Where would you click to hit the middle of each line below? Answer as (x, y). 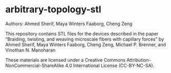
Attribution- (139, 60)
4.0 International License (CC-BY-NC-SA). (110, 65)
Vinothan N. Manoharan (30, 50)
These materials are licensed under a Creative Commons (65, 60)
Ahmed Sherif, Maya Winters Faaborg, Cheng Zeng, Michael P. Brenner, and (85, 44)
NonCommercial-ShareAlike (35, 65)
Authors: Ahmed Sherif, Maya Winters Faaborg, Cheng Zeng (69, 24)
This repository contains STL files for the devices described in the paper (82, 33)
